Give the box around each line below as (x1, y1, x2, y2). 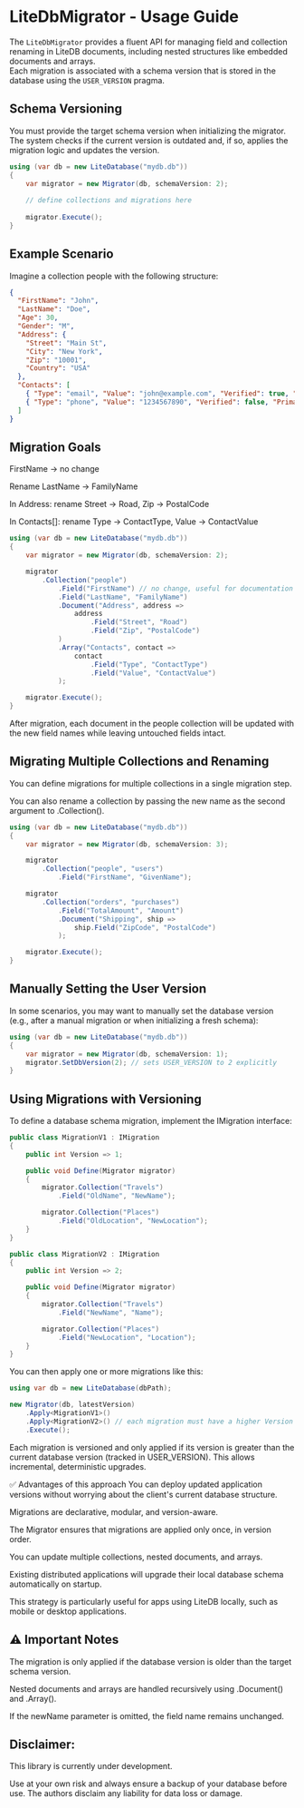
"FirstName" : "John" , (17, 297, 100, 306)
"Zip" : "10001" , (25, 356, 88, 365)
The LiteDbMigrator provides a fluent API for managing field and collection (9, 36, 288, 47)
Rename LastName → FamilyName (9, 481, 138, 492)
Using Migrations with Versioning (9, 1091, 202, 1107)
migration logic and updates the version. (9, 144, 160, 155)
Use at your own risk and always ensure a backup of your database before (9, 1778, 288, 1789)
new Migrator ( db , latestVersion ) (9, 1400, 136, 1410)
